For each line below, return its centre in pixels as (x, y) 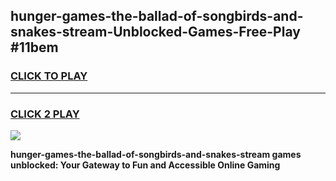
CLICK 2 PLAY (45, 114)
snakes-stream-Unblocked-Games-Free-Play (155, 32)
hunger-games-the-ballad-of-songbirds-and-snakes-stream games (156, 154)
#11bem (34, 47)
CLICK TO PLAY (49, 76)
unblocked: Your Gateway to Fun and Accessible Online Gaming (145, 165)
